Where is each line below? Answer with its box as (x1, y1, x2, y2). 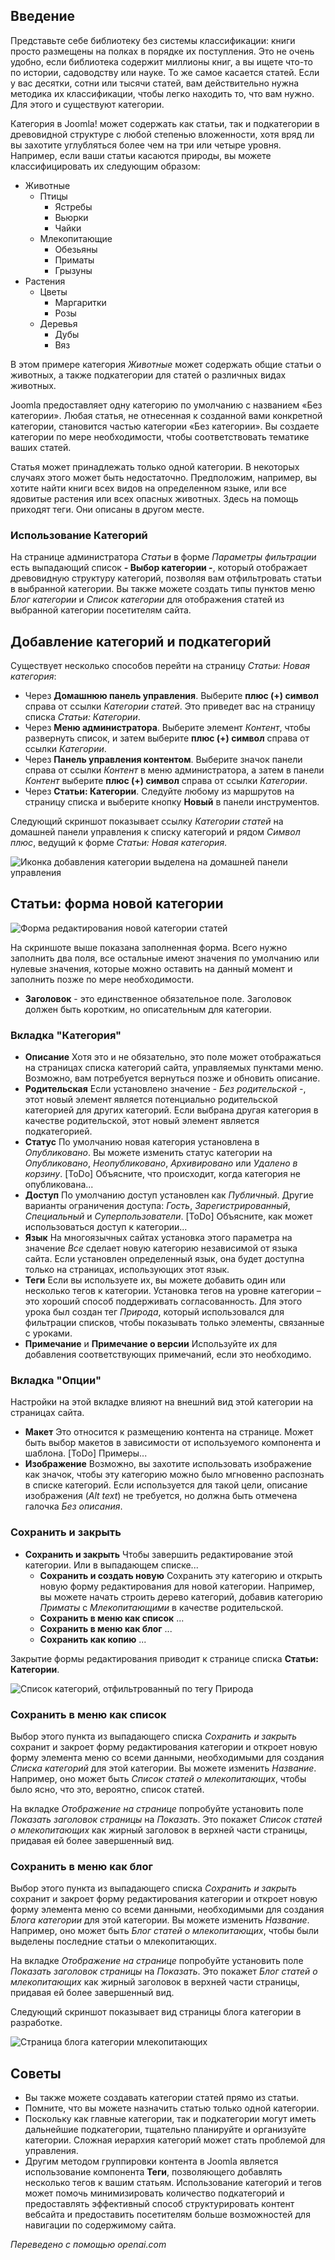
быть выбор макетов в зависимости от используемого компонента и (24, 1437, 321, 1449)
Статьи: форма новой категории (10, 895, 224, 913)
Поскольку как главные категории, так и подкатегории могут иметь (24, 2113, 317, 2125)
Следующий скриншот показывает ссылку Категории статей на (10, 815, 284, 827)
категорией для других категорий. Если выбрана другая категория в (24, 1104, 319, 1116)
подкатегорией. (24, 1125, 93, 1138)
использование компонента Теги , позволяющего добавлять (24, 2166, 283, 2178)
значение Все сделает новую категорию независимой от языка (24, 1242, 298, 1254)
